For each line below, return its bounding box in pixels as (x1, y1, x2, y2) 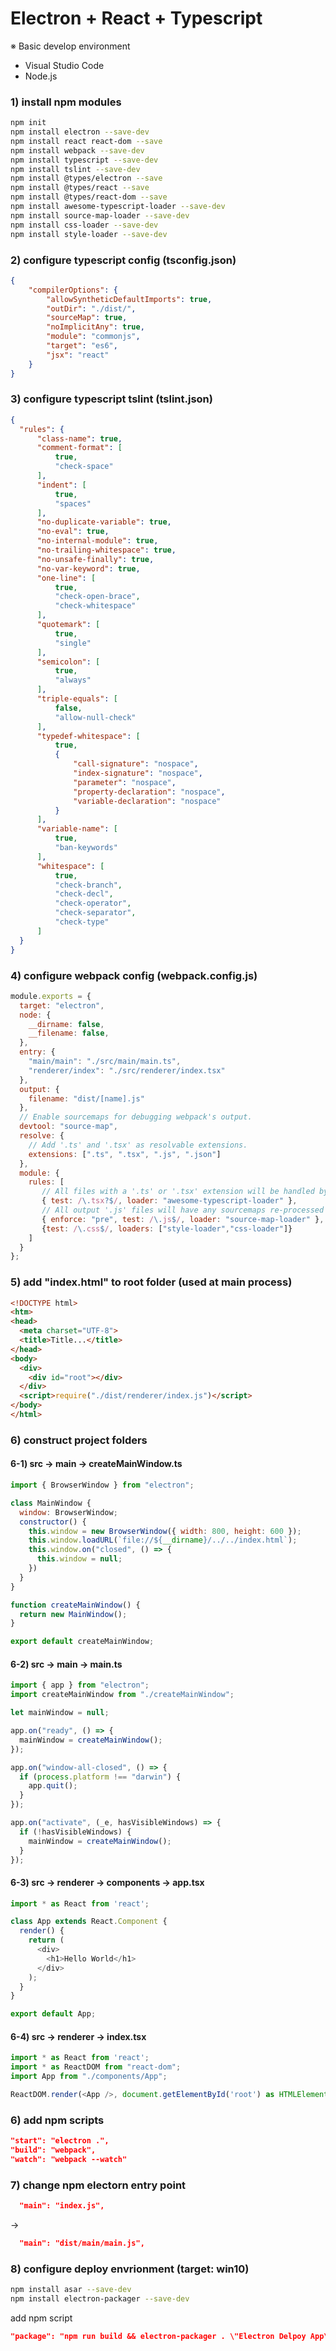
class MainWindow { (10, 1498, 92, 1508)
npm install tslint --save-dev (10, 164, 141, 174)
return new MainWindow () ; (19, 1609, 128, 1619)
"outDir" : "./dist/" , (46, 303, 137, 314)
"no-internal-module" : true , (36, 536, 159, 546)
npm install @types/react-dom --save (10, 192, 168, 202)
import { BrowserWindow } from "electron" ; (10, 1480, 195, 1491)
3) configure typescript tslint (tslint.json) (10, 392, 213, 406)
